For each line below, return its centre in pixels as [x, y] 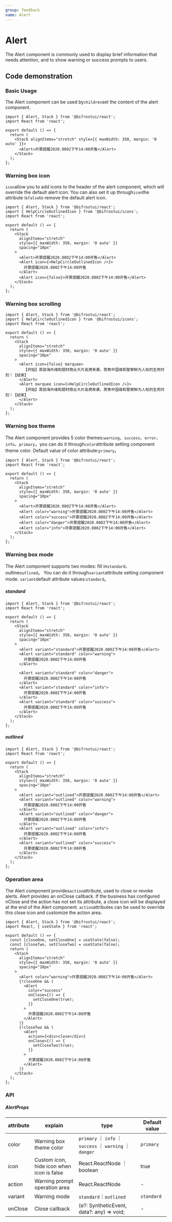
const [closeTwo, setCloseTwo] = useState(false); [65, 944]
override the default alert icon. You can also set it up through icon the [77, 192]
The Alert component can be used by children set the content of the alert [82, 102]
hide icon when [53, 1166]
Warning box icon [28, 176]
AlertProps [17, 1107]
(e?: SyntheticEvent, [103, 1206]
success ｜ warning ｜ [104, 1146]
